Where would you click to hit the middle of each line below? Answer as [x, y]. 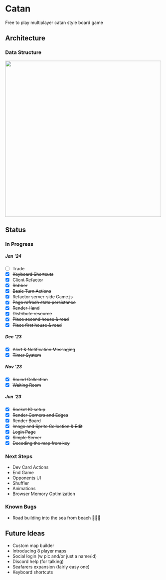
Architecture [25, 38]
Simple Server [27, 438]
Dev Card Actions [30, 467]
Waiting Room [27, 385]
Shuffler [20, 483]
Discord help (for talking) [38, 561]
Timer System [27, 355]
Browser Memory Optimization [44, 494]
